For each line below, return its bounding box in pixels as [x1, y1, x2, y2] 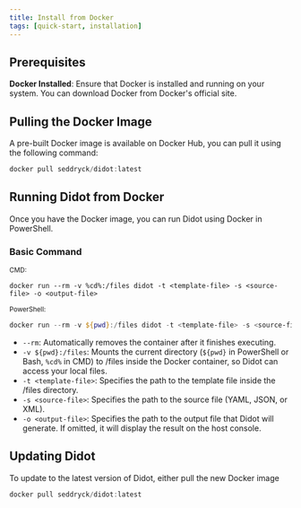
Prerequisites [9, 55, 86, 70]
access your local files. [21, 365, 107, 376]
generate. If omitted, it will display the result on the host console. [21, 423, 262, 434]
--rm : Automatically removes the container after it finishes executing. [21, 337, 276, 347]
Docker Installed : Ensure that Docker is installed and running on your [9, 78, 265, 90]
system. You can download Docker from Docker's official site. [9, 88, 237, 99]
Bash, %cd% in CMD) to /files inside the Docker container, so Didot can [21, 355, 279, 366]
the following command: [9, 147, 99, 158]
